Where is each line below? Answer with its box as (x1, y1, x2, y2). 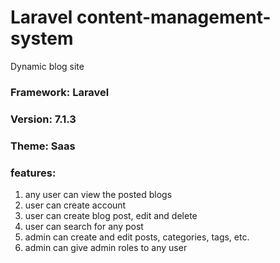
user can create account (24, 199, 127, 211)
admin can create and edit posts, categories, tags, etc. (24, 231, 250, 243)
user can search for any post (24, 221, 144, 232)
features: (10, 166, 57, 180)
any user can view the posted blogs (24, 189, 173, 200)
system (10, 27, 74, 50)
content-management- (76, 6, 272, 29)
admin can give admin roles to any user (24, 242, 188, 253)
